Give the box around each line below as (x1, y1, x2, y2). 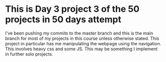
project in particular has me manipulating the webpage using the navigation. (5, 40, 162, 46)
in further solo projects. (5, 51, 53, 57)
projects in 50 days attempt (5, 14, 122, 25)
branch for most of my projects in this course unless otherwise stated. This (5, 35, 160, 41)
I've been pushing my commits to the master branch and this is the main (5, 30, 154, 36)
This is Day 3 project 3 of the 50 (5, 3, 140, 15)
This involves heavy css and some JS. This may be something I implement (5, 46, 158, 52)
